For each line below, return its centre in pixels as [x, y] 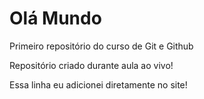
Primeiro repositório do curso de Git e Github [101, 46]
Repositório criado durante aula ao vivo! [91, 65]
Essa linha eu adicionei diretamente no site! [98, 84]
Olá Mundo [55, 18]
